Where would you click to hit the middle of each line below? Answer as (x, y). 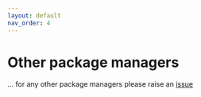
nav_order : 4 (29, 23)
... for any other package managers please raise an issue (100, 84)
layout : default (34, 16)
